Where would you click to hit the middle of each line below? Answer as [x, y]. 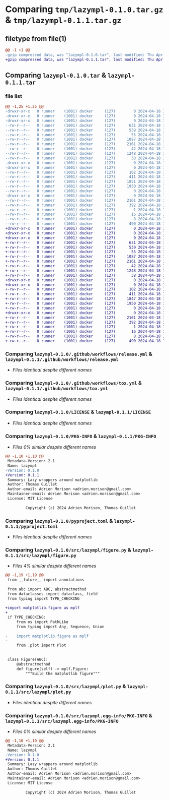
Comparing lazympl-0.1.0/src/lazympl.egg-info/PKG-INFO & [79, 715]
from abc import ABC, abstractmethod [47, 589]
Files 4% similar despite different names [54, 566]
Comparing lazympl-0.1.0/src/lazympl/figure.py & [68, 549]
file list [14, 96]
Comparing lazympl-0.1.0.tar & [56, 75]
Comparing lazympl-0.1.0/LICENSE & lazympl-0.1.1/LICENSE [78, 412]
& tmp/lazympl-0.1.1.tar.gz [63, 20]
